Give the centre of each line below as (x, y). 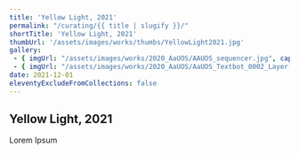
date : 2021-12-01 (41, 75)
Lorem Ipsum (33, 140)
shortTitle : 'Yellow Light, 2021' (73, 34)
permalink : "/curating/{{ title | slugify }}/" (99, 26)
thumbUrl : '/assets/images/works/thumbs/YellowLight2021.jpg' (127, 42)
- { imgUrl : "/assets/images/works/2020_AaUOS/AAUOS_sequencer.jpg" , (145, 58)
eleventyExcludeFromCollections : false (83, 83)
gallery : (25, 50)
